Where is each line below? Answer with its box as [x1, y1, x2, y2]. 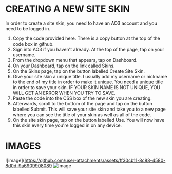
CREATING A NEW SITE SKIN [5, 3, 130, 15]
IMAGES [5, 140, 41, 152]
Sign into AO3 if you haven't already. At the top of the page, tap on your [12, 46, 164, 52]
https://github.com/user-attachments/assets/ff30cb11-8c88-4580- [24, 157, 166, 163]
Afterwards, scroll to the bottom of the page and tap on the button [12, 100, 152, 106]
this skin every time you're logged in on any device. [12, 122, 122, 128]
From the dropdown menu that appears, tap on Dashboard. [12, 57, 138, 63]
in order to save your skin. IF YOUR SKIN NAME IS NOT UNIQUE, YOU [12, 84, 161, 90]
